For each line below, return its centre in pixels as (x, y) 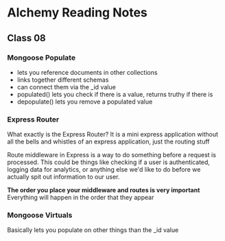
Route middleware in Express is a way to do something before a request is (111, 155)
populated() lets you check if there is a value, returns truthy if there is (115, 94)
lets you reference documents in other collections (87, 72)
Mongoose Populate (42, 58)
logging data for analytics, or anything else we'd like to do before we (104, 170)
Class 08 (26, 38)
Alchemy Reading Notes (77, 13)
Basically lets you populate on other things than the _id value (93, 230)
